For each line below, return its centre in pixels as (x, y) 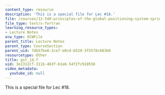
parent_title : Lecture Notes (35, 42)
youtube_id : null (27, 73)
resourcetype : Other (26, 55)
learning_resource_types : (31, 28)
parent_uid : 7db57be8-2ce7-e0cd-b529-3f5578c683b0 (58, 50)
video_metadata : (22, 69)
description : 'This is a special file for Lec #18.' (60, 14)
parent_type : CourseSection (34, 46)
